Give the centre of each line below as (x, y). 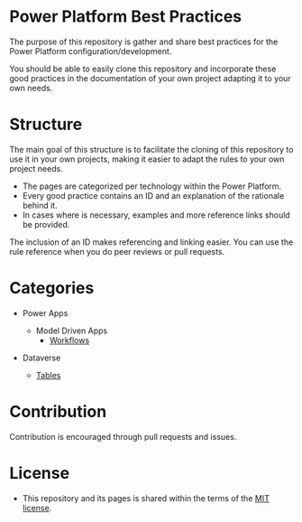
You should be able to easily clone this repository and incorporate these (143, 69)
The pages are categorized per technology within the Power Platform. (152, 186)
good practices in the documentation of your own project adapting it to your (150, 78)
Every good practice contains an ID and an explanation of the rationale (153, 195)
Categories (52, 289)
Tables (48, 375)
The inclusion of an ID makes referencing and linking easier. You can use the (151, 242)
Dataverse (41, 358)
